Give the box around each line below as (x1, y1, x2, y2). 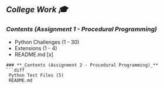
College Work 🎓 (6, 5, 68, 15)
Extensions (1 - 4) (14, 44, 57, 51)
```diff (6, 67, 25, 73)
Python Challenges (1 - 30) (14, 38, 80, 45)
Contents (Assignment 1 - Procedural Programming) (6, 25, 157, 33)
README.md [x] (14, 51, 54, 58)
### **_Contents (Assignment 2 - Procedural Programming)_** (6, 62, 159, 68)
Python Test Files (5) (8, 72, 64, 78)
